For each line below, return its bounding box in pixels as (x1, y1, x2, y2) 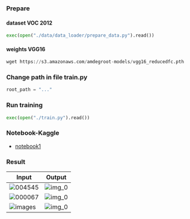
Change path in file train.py (6, 73, 88, 81)
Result (6, 158, 26, 166)
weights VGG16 (6, 45, 46, 52)
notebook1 (14, 143, 41, 150)
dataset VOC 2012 (6, 19, 53, 26)
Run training (6, 101, 43, 109)
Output (46, 173, 67, 182)
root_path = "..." (6, 87, 52, 93)
